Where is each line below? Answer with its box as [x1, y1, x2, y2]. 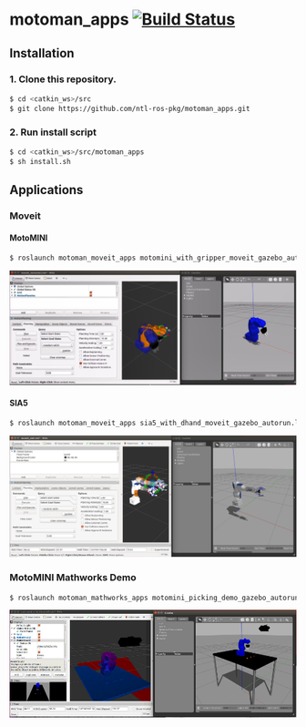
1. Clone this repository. [9, 73, 117, 86]
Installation [9, 46, 75, 61]
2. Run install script [9, 126, 97, 138]
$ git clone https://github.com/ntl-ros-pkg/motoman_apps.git [9, 104, 250, 113]
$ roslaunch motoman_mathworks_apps [9, 593, 148, 602]
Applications [9, 182, 84, 198]
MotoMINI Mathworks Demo [9, 571, 137, 584]
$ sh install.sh [9, 157, 71, 166]
